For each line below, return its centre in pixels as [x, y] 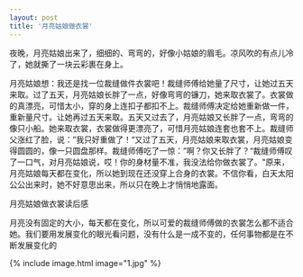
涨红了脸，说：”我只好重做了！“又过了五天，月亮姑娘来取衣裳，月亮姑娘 [151, 139]
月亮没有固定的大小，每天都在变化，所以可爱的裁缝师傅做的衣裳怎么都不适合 [151, 222]
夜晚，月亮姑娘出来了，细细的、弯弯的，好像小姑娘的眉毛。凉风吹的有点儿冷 [151, 53]
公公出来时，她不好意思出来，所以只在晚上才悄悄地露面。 [116, 184]
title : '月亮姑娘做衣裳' [51, 26]
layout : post [34, 18]
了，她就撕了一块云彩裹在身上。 [69, 64]
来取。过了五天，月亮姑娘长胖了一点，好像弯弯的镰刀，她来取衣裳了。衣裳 [147, 94]
